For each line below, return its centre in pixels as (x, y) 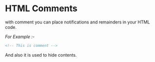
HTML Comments (41, 9)
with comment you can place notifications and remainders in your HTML (77, 22)
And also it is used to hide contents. (41, 55)
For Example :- (20, 37)
